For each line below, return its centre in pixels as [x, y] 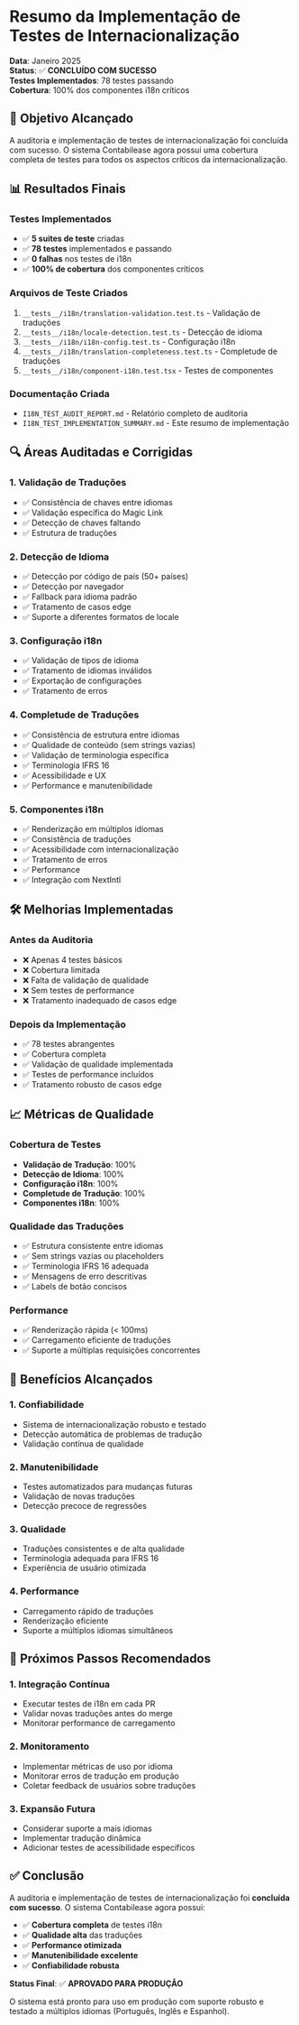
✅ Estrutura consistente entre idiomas [93, 1245]
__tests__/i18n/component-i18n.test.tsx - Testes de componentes [148, 370]
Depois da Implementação [68, 1024]
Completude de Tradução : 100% [84, 1193]
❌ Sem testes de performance [78, 990]
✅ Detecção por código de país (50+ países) [105, 577]
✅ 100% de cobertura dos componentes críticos [113, 269]
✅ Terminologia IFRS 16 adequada [86, 1266]
